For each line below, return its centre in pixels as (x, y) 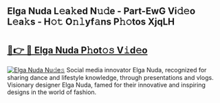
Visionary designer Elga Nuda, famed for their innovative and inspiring (107, 85)
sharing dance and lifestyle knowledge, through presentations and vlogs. (111, 77)
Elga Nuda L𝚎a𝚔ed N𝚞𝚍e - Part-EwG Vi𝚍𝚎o (101, 11)
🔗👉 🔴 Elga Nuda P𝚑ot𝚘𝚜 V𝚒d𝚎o (77, 50)
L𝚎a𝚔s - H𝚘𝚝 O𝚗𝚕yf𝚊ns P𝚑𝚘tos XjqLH (91, 22)
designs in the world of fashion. (52, 92)
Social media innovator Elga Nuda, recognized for (136, 70)
